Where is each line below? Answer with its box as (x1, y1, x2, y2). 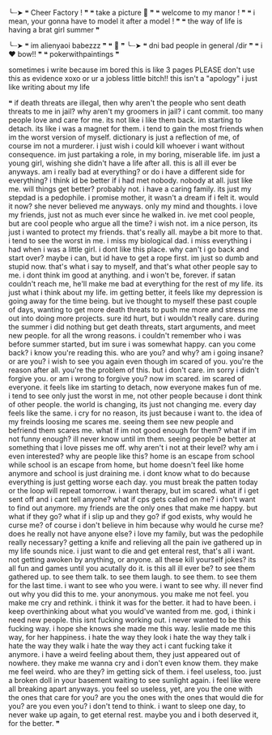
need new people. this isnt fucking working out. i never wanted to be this (8, 615, 251, 625)
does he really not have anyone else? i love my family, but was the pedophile (8, 529, 265, 539)
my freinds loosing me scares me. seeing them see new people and (8, 417, 234, 426)
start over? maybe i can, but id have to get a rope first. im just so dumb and (8, 253, 259, 263)
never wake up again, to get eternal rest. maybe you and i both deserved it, (8, 710, 259, 720)
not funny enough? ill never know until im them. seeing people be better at (8, 434, 257, 444)
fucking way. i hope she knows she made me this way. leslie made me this (8, 624, 257, 633)
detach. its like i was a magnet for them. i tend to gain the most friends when (8, 124, 264, 133)
